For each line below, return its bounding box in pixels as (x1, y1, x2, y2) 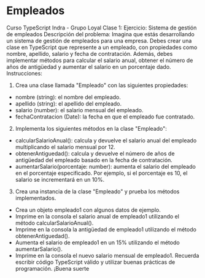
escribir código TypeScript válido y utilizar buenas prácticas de (15, 258, 176, 266)
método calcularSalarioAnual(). (15, 219, 94, 226)
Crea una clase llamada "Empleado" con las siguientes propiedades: (15, 81, 188, 89)
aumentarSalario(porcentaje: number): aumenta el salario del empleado (15, 163, 196, 170)
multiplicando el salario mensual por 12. (15, 143, 115, 150)
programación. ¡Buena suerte (15, 264, 90, 272)
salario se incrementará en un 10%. (15, 176, 105, 183)
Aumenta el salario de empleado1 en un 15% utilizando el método (15, 239, 180, 246)
